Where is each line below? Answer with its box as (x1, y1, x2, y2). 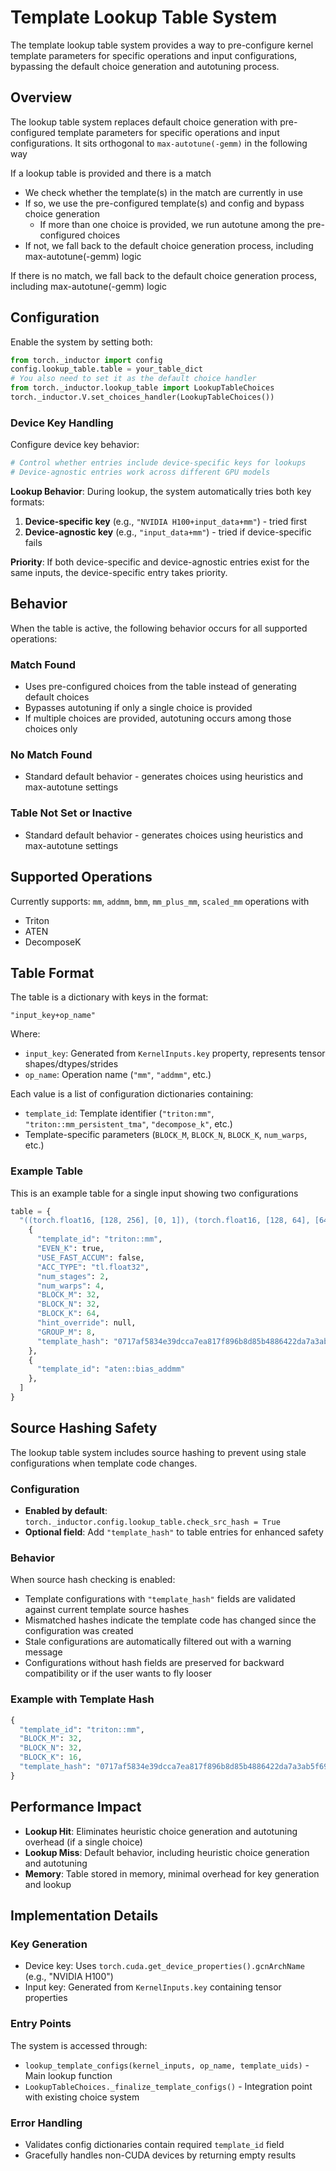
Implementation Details (10, 1907, 159, 1925)
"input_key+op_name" (10, 1011, 97, 1021)
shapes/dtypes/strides (24, 1058, 119, 1070)
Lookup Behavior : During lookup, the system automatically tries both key (10, 485, 312, 497)
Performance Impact (10, 1799, 142, 1816)
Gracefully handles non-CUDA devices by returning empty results (24, 2149, 297, 2161)
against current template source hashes (24, 1604, 190, 1616)
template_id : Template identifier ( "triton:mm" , (24, 1107, 215, 1120)
